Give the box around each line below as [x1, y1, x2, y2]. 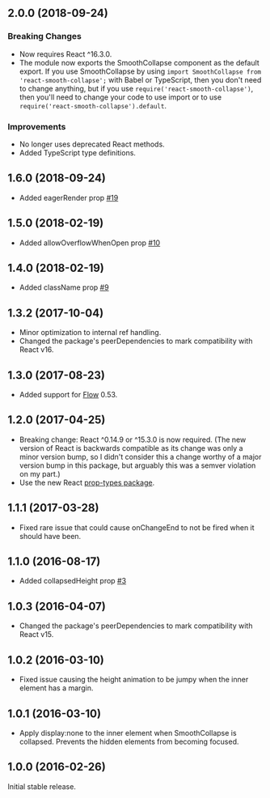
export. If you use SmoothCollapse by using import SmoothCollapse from [19, 66, 262, 76]
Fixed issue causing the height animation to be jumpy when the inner [19, 675, 249, 685]
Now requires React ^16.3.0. [19, 49, 112, 59]
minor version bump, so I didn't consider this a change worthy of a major [19, 452, 262, 461]
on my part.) [19, 469, 61, 478]
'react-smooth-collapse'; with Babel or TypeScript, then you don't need [19, 74, 262, 84]
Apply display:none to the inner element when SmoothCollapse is [19, 728, 237, 737]
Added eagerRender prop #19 [19, 193, 119, 202]
